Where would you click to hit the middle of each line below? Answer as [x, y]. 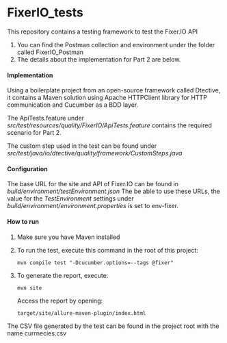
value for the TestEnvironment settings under [71, 199]
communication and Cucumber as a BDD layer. [73, 105]
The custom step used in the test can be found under [82, 146]
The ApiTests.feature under [45, 118]
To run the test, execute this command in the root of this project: [107, 250]
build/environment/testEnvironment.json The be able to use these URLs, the [114, 191]
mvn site [29, 288]
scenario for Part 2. [34, 133]
